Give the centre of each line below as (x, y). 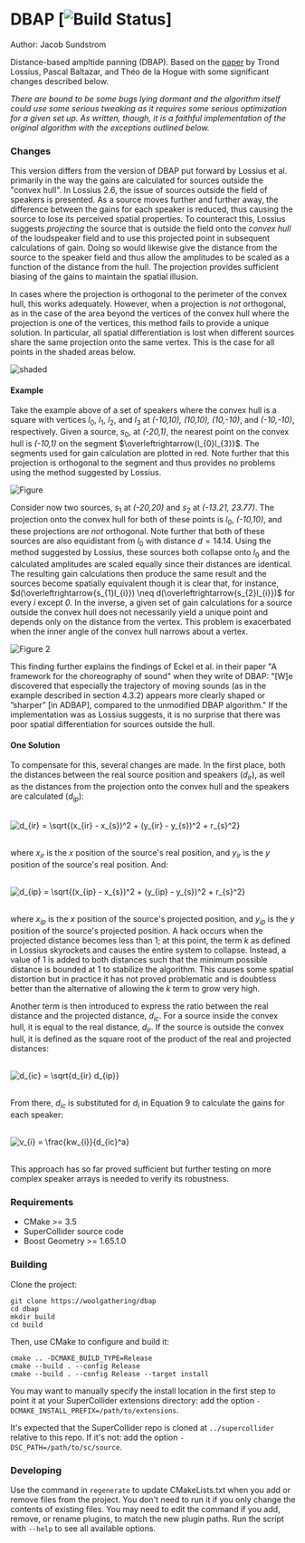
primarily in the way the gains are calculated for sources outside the (137, 180)
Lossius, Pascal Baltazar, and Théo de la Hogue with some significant (140, 72)
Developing (36, 1470)
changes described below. (60, 81)
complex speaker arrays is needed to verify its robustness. (119, 1179)
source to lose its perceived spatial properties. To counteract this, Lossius (148, 219)
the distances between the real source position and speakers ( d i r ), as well (148, 776)
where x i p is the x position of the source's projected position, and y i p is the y (152, 920)
